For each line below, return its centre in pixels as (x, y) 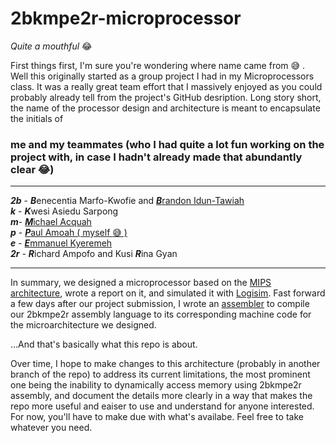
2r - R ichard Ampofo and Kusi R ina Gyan (94, 254)
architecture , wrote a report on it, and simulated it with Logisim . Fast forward (168, 293)
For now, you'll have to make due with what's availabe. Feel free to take (157, 417)
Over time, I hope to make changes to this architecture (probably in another (165, 364)
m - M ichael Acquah (51, 222)
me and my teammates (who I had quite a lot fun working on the (167, 144)
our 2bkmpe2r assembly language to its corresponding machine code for (161, 314)
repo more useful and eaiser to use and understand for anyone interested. (162, 406)
